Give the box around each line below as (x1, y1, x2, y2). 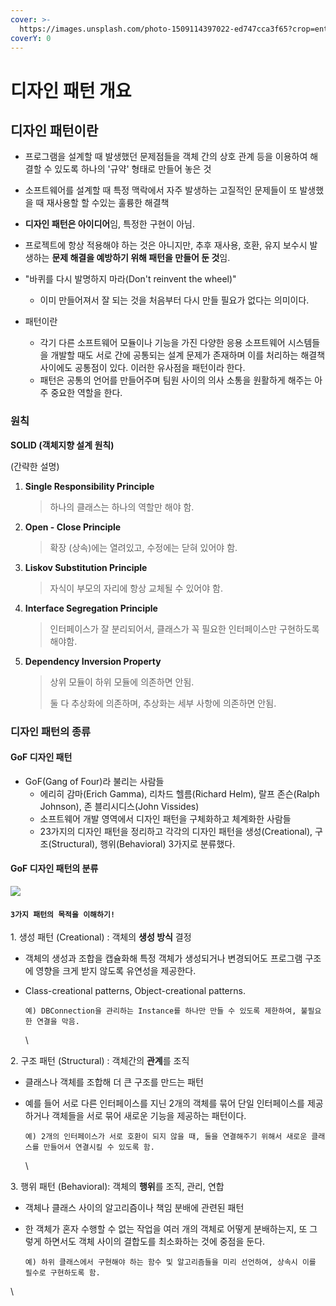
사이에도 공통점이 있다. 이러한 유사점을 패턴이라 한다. (39, 362, 246, 374)
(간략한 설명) (10, 460, 60, 472)
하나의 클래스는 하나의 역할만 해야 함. (49, 501, 195, 513)
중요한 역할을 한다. (50, 387, 123, 399)
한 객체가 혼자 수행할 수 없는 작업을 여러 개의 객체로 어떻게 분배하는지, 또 (24, 1223, 308, 1235)
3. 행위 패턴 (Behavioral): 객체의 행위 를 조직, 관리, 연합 (10, 1181, 225, 1193)
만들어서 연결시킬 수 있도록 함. (43, 1142, 155, 1153)
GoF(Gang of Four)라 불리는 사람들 (24, 775, 165, 787)
